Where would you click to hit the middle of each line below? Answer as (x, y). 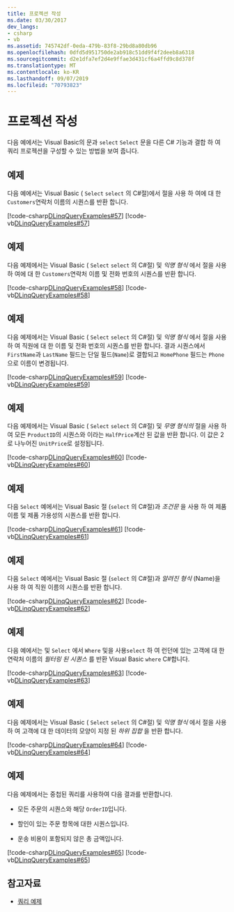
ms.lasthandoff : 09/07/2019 (48, 78)
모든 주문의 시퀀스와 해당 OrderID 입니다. (72, 809)
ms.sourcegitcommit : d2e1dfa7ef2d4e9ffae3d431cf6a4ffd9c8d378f (101, 59)
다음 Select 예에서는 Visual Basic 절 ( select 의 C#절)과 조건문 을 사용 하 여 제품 (117, 507)
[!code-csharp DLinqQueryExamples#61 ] (65, 529)
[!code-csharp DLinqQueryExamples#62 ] (66, 601)
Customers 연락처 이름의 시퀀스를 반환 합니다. (68, 202)
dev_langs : (23, 26)
